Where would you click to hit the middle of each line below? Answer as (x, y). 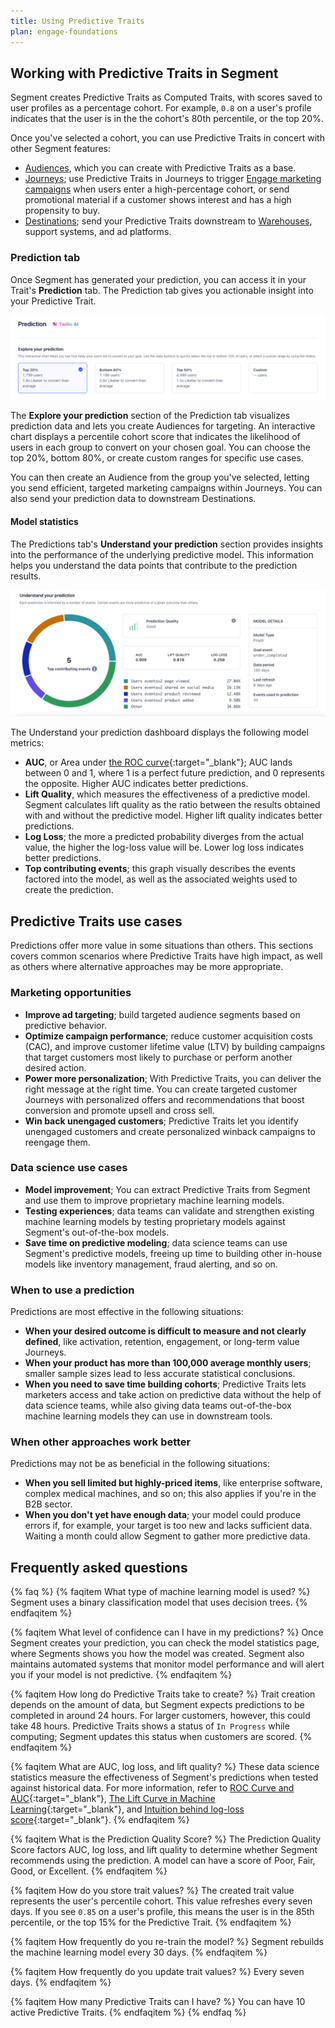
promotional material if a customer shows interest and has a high (158, 200)
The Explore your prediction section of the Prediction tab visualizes (150, 416)
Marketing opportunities (71, 993)
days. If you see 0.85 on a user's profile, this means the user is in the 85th (162, 1912)
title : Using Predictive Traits (77, 21)
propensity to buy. (62, 211)
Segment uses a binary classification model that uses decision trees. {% (159, 1602)
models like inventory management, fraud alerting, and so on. (151, 1264)
